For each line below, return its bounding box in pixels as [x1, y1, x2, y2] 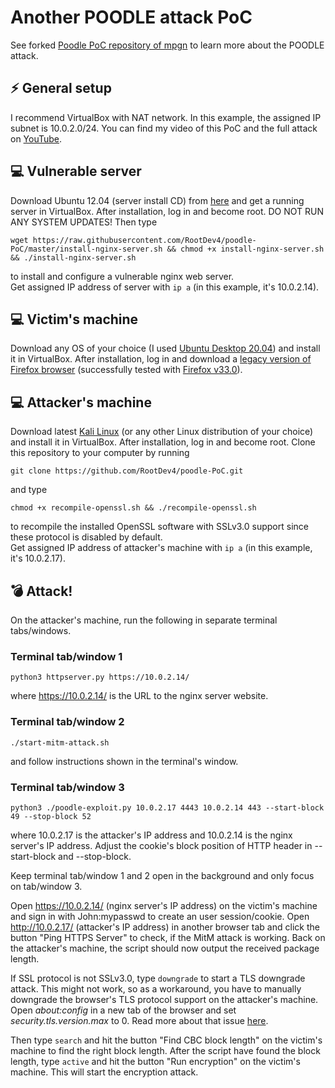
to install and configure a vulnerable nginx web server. [10, 270, 235, 282]
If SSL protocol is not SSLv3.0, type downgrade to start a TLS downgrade [10, 972, 306, 984]
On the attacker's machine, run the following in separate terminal [10, 614, 278, 626]
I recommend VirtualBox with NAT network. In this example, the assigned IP [10, 111, 322, 123]
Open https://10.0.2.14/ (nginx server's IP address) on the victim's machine [10, 899, 318, 911]
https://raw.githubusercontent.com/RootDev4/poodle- [32, 235, 257, 245]
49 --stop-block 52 [10, 811, 92, 821]
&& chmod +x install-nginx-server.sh [166, 244, 325, 254]
